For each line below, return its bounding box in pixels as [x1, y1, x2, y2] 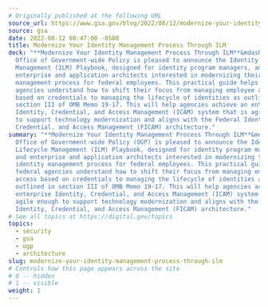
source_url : [8, 19, 48, 27]
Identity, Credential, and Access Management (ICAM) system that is [15, 109, 248, 117]
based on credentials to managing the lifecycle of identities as [15, 94, 241, 102]
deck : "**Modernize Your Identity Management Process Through [8, 49, 219, 57]
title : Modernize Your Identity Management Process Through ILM [8, 42, 227, 50]
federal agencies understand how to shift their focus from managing [15, 168, 251, 176]
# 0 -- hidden [8, 272, 56, 280]
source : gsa [8, 26, 48, 34]
